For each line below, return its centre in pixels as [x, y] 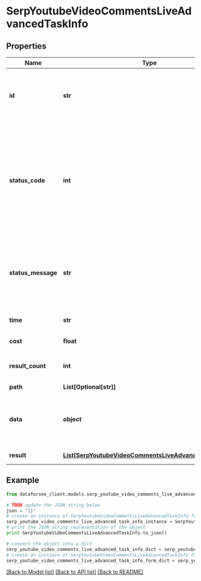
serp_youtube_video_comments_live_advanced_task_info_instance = [89, 522]
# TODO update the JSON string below [53, 505]
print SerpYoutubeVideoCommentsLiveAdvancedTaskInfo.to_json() [87, 533]
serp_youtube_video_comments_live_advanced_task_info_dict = [84, 549]
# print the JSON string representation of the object [76, 528]
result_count [28, 366]
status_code [27, 180]
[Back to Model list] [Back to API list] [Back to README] [75, 572]
